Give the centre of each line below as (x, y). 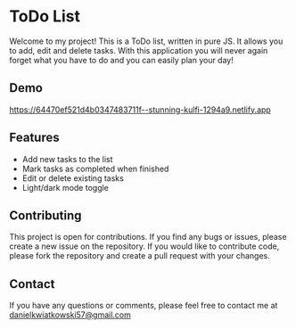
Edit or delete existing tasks (73, 178)
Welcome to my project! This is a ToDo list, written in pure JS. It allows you (146, 41)
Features (34, 138)
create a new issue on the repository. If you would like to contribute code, (144, 246)
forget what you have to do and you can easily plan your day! (121, 60)
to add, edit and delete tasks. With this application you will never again (139, 50)
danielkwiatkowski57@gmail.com (70, 315)
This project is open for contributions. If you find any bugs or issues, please (148, 237)
